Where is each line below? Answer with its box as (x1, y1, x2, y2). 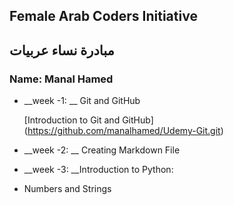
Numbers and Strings (23, 183, 112, 195)
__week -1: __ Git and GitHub (23, 95, 141, 107)
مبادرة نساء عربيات (9, 42, 115, 59)
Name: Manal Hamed (9, 72, 114, 86)
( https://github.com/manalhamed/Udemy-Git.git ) (23, 125, 224, 137)
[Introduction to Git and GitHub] (23, 114, 154, 126)
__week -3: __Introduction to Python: (23, 164, 174, 176)
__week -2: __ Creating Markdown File (23, 144, 181, 156)
